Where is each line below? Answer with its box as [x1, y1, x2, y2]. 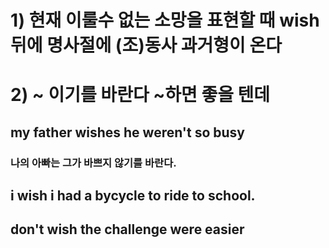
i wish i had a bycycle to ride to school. [10, 187, 256, 205]
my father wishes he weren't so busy [10, 124, 245, 141]
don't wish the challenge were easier [10, 221, 245, 238]
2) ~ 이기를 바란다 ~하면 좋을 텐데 [10, 84, 271, 106]
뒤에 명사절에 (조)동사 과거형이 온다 [10, 34, 283, 57]
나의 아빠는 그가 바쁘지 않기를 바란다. [10, 156, 177, 170]
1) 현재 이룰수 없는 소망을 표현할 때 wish [10, 9, 320, 32]
